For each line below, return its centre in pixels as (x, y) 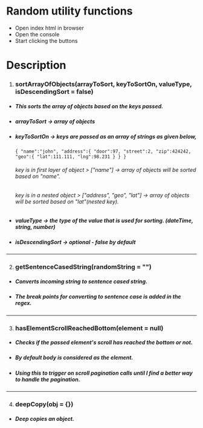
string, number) (35, 227)
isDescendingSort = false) (54, 92)
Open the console (37, 34)
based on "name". (37, 176)
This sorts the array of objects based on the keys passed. (89, 106)
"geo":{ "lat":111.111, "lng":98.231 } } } (71, 156)
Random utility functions (69, 11)
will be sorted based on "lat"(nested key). (67, 202)
